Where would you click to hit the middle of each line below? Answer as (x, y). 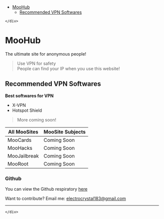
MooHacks (20, 148)
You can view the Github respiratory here (46, 189)
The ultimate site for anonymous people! (46, 54)
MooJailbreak (23, 156)
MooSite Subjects (65, 132)
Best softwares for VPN (29, 96)
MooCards (20, 140)
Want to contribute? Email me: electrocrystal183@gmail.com (65, 199)
